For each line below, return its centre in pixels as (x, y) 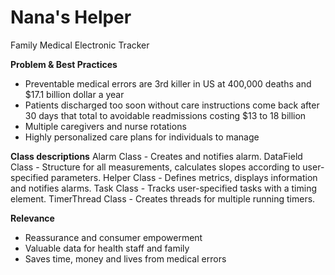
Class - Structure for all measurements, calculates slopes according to (155, 167)
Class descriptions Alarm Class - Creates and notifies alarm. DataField (156, 156)
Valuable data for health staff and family (107, 248)
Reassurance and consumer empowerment (113, 237)
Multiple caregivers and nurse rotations (105, 126)
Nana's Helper (71, 17)
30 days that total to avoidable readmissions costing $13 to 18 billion (165, 115)
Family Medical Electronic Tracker (80, 45)
